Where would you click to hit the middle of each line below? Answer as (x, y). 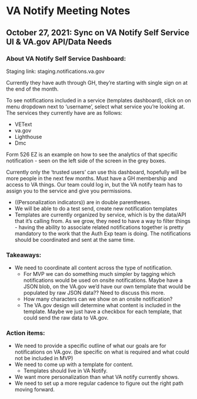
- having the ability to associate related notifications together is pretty (99, 227)
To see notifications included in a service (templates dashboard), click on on (98, 100)
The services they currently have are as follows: (64, 112)
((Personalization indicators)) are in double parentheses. (83, 202)
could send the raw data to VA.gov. (66, 318)
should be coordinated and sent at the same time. (75, 240)
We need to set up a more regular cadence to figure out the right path (99, 383)
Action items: (26, 333)
